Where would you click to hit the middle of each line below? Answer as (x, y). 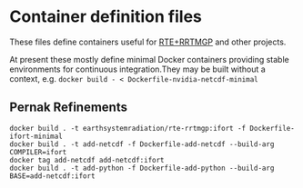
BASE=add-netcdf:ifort (52, 176)
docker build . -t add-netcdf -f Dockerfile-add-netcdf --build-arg (142, 144)
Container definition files (106, 17)
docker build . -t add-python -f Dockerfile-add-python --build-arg (142, 168)
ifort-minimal (36, 136)
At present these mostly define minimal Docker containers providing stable (149, 59)
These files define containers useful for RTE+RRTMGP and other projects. (148, 42)
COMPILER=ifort (38, 152)
